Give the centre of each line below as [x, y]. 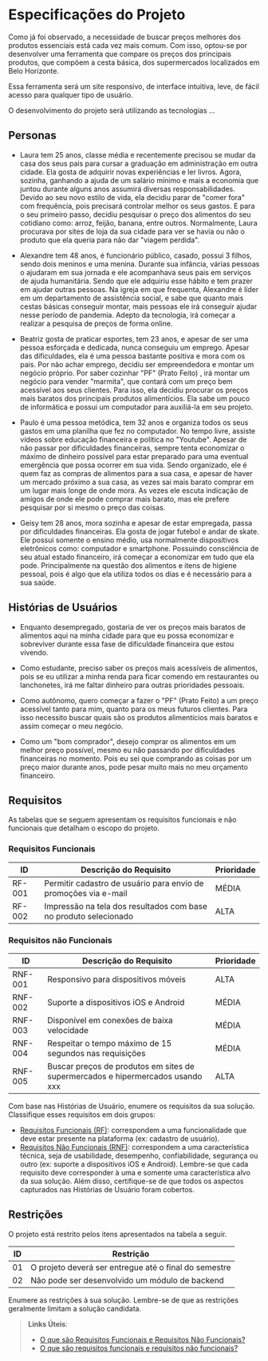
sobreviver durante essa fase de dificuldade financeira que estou [127, 644]
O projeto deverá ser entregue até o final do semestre [131, 1267]
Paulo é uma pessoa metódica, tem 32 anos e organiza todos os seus [134, 422]
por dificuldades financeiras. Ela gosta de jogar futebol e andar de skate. [139, 531]
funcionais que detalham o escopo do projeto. [84, 828]
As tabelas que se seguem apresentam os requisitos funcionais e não [122, 820]
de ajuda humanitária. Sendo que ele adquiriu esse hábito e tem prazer [136, 281]
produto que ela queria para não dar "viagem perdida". [110, 240]
